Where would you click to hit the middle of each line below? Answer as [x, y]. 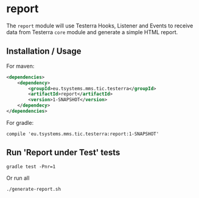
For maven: [20, 66]
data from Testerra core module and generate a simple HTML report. [92, 32]
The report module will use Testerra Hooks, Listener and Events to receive [100, 26]
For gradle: [20, 122]
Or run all [18, 178]
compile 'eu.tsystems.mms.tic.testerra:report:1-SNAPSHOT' [83, 134]
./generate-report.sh [34, 189]
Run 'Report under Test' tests [63, 153]
